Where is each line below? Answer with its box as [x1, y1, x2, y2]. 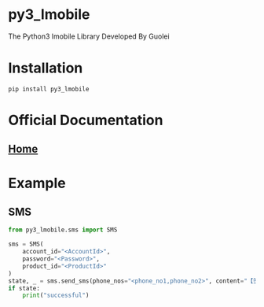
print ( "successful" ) [22, 291, 90, 300]
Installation [8, 59, 83, 77]
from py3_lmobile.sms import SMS [8, 226, 118, 234]
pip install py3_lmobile [8, 85, 90, 93]
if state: [8, 284, 41, 292]
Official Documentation [8, 112, 163, 129]
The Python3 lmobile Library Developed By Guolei [8, 31, 170, 41]
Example [8, 174, 66, 192]
